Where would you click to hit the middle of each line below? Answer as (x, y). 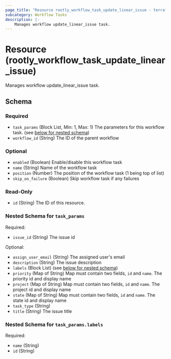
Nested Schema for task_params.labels (54, 324)
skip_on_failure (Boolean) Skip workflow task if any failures (76, 179)
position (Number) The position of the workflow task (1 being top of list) (88, 173)
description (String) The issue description (57, 262)
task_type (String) (32, 306)
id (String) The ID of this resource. (49, 203)
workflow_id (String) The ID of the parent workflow (66, 138)
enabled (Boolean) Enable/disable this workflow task (67, 162)
